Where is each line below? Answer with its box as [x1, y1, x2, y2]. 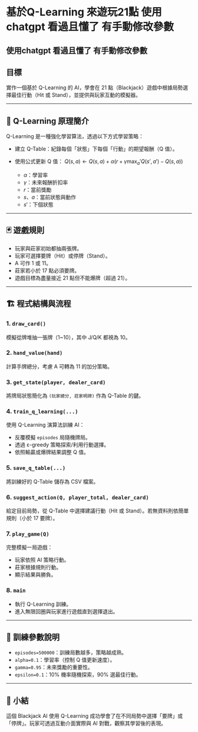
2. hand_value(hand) [6, 349, 63, 357]
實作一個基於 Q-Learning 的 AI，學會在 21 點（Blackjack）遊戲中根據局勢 [6, 84, 183, 91]
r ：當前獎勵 [23, 187, 52, 193]
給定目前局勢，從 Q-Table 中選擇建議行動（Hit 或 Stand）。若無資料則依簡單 [6, 507, 189, 514]
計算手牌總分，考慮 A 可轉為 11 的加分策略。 [6, 362, 113, 370]
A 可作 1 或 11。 [14, 259, 52, 266]
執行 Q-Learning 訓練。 [14, 600, 72, 607]
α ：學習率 [23, 172, 48, 178]
